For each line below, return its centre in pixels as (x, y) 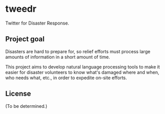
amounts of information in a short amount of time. (58, 57)
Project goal (25, 39)
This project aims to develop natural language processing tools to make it (83, 66)
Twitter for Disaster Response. (37, 23)
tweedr (21, 9)
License (18, 94)
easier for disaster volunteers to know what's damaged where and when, (82, 72)
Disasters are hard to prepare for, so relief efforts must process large (78, 51)
